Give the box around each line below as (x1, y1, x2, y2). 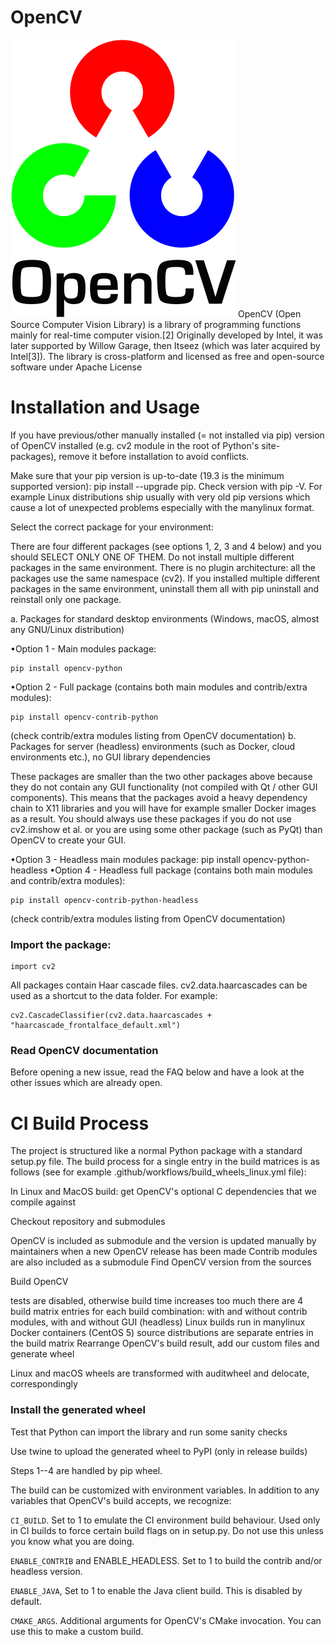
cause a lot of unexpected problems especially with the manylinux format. (10, 501, 315, 513)
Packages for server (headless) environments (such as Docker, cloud (10, 740, 296, 752)
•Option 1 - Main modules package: (10, 642, 157, 655)
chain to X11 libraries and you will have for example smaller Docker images (10, 802, 317, 814)
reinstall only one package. (10, 593, 122, 605)
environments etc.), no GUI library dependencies (10, 751, 212, 763)
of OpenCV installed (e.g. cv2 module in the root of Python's (10, 439, 260, 451)
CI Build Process (10, 1112, 150, 1135)
